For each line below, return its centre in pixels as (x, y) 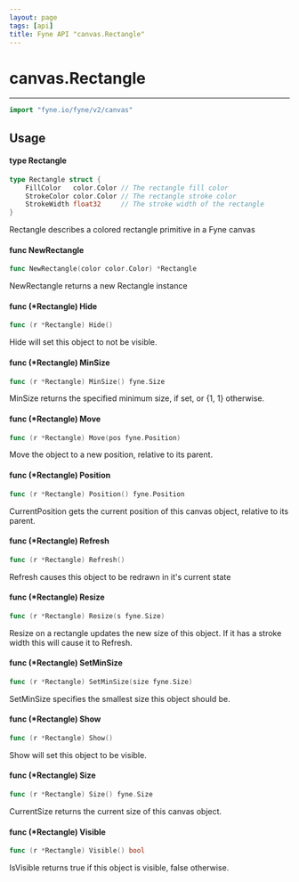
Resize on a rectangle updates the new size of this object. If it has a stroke (145, 633)
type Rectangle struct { (55, 179)
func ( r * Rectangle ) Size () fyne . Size (81, 795)
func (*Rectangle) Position (60, 475)
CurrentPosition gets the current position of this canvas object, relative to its (149, 511)
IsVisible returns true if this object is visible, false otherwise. (119, 868)
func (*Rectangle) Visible (58, 832)
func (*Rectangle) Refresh (59, 541)
